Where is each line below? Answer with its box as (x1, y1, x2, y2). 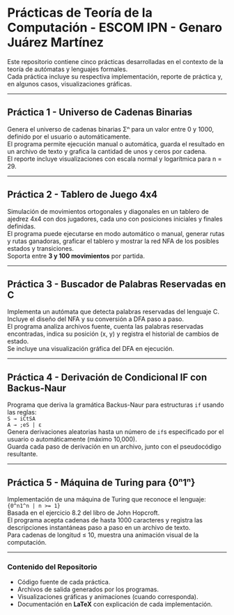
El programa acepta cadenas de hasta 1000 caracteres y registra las (7, 516, 203, 524)
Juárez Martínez (7, 35, 104, 50)
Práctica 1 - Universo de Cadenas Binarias (7, 107, 193, 118)
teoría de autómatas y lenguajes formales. (7, 65, 128, 73)
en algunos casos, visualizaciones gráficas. (7, 79, 132, 88)
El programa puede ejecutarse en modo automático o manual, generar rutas (7, 229, 225, 238)
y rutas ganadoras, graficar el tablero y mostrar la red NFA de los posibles (7, 237, 219, 245)
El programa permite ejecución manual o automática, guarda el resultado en (7, 139, 225, 148)
